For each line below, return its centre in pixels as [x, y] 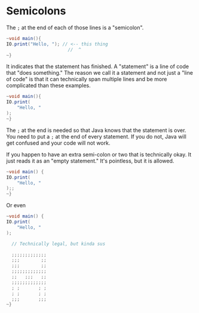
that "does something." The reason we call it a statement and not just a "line [99, 73]
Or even [16, 205]
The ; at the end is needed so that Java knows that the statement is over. [96, 130]
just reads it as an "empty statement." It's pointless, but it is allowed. [90, 161]
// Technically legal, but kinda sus [59, 244]
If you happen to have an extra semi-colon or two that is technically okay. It [99, 154]
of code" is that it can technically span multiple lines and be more [87, 79]
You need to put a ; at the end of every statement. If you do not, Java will [96, 136]
